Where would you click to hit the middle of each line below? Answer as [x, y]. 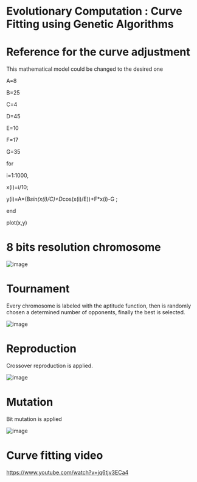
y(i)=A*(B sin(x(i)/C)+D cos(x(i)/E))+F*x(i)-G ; [62, 199]
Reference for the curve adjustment [98, 52]
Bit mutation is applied [34, 419]
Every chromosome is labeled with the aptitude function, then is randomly [99, 306]
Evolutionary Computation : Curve [94, 11]
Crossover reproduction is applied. [50, 365]
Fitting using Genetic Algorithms [90, 24]
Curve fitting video [55, 455]
